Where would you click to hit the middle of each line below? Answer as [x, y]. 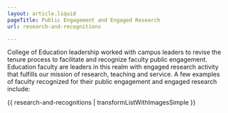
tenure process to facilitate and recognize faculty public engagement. [107, 60]
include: [19, 89]
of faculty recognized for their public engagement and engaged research [112, 82]
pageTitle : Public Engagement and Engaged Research [84, 20]
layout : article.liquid [42, 14]
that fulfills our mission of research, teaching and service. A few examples [114, 74]
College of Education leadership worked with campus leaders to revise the [114, 52]
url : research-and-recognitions [54, 26]
